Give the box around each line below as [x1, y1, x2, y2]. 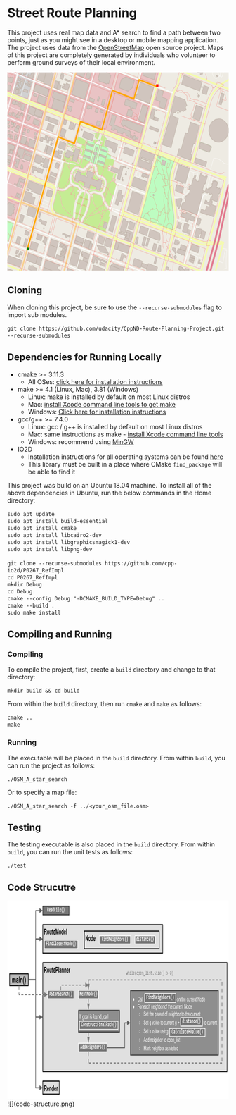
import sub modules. [7, 310, 67, 319]
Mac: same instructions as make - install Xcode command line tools [27, 430, 223, 438]
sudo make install [7, 609, 61, 616]
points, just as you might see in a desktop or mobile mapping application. [7, 35, 219, 44]
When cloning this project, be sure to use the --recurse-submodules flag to [7, 303, 223, 312]
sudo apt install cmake [7, 524, 77, 531]
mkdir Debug [7, 581, 42, 588]
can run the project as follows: [7, 761, 96, 770]
